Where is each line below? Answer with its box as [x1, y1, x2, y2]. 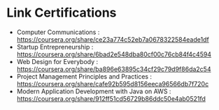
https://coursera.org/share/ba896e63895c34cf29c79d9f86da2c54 [16, 65, 211, 73]
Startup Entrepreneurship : [16, 42, 94, 51]
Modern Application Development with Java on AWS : [16, 87, 171, 95]
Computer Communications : [16, 28, 100, 36]
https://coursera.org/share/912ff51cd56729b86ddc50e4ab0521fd [16, 94, 206, 102]
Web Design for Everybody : [16, 57, 99, 65]
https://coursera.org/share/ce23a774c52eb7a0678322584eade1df [16, 35, 209, 43]
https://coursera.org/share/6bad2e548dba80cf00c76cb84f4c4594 [16, 50, 211, 58]
